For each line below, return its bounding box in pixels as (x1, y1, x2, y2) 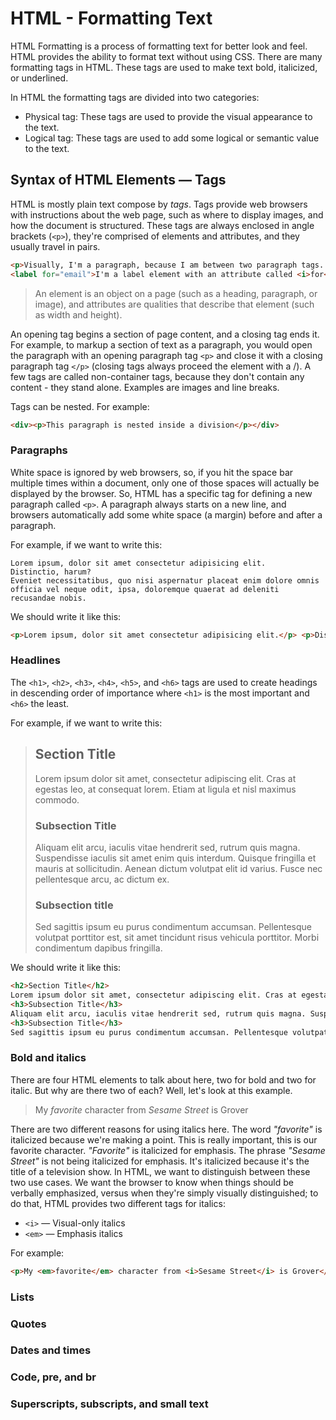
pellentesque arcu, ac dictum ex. (34, 873, 170, 885)
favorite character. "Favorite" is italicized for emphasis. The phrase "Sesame (10, 1144, 326, 1156)
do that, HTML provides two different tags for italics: (10, 1197, 226, 1209)
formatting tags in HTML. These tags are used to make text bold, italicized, (10, 61, 318, 73)
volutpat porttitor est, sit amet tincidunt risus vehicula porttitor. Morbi (34, 932, 320, 944)
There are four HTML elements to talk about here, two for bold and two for (10, 1073, 317, 1086)
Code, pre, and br (10, 1370, 97, 1384)
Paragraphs (10, 443, 68, 457)
